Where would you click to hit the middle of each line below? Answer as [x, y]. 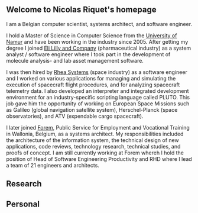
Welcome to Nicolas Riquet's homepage [81, 10]
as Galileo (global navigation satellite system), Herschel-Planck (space [92, 109]
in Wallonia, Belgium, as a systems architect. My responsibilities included [95, 134]
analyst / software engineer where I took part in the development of [88, 54]
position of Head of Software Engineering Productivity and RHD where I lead [99, 159]
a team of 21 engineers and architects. [53, 165]
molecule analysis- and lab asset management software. [75, 60]
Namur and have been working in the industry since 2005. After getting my [97, 41]
